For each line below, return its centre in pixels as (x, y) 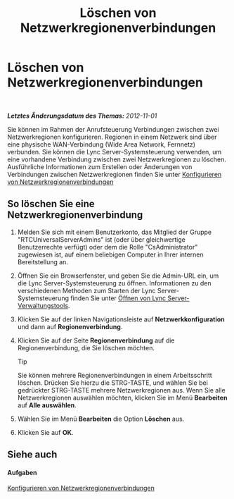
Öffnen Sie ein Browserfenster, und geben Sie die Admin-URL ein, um (118, 276)
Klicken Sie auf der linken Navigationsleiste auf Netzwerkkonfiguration (121, 319)
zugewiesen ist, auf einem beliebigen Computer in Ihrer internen (110, 254)
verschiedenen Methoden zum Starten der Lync (86, 290)
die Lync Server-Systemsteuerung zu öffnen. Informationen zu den (114, 283)
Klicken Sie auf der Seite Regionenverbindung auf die (96, 340)
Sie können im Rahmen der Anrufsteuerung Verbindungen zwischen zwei (113, 129)
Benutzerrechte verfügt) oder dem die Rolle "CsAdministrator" (108, 247)
